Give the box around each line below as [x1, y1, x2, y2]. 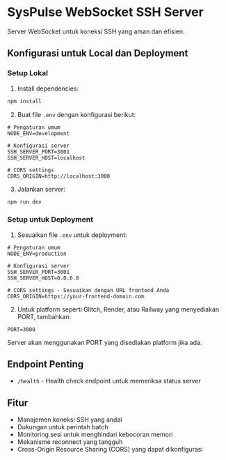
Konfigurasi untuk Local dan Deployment [7, 47, 188, 59]
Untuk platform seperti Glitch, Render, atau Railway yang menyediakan [17, 305, 220, 314]
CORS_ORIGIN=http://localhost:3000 [7, 172, 111, 180]
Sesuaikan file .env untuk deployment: [17, 231, 127, 239]
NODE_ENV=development [7, 130, 70, 137]
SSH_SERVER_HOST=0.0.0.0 [7, 275, 79, 282]
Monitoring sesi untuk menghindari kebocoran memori [17, 430, 173, 439]
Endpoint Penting [7, 358, 84, 370]
